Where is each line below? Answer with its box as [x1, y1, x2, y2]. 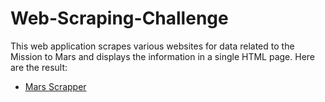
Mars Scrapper [24, 80, 87, 92]
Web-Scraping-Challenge [10, 7, 229, 30]
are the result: [10, 61, 68, 73]
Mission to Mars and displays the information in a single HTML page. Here [10, 50, 315, 62]
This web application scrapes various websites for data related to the [10, 40, 295, 52]
